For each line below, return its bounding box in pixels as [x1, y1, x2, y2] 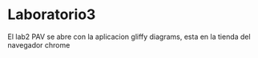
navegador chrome [7, 40, 71, 49]
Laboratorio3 [7, 6, 96, 24]
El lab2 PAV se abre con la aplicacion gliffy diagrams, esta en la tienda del [7, 32, 251, 41]
